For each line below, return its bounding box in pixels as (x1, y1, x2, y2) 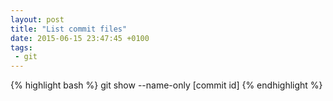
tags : (10, 42, 33, 53)
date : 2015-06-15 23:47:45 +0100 (10, 33, 150, 43)
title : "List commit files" (10, 24, 128, 34)
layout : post (10, 14, 65, 25)
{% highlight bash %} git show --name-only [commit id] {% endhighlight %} (10, 79, 323, 91)
